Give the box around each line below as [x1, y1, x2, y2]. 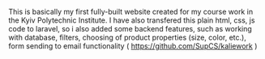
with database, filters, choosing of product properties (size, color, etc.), [8, 32, 247, 42]
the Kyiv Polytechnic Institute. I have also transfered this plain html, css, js [8, 15, 255, 25]
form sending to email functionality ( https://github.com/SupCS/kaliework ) [8, 41, 258, 51]
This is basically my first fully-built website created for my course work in [8, 7, 254, 16]
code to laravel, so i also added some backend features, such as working [8, 24, 253, 33]
